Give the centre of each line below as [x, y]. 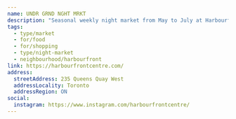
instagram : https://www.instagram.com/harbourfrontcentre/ [102, 105]
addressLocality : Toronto [52, 85]
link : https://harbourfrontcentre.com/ [66, 66]
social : [19, 99]
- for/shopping [36, 46]
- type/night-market [44, 53]
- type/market [34, 33]
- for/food [29, 40]
